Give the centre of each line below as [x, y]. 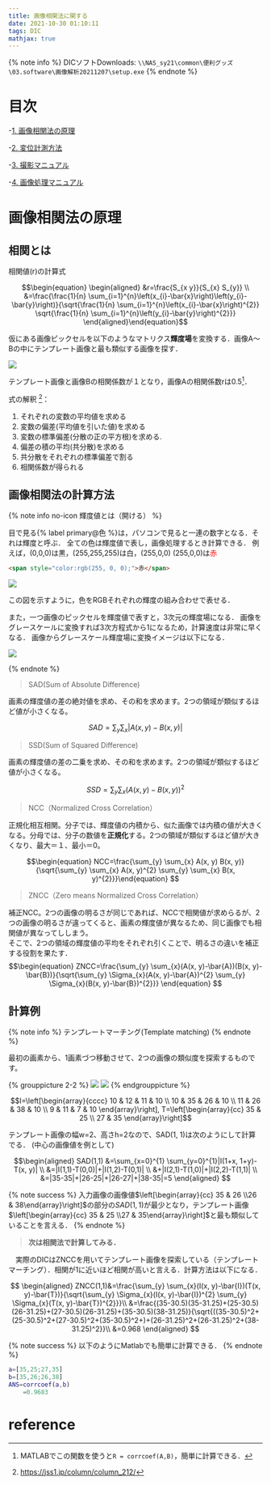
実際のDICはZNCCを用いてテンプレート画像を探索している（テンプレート [137, 1260]
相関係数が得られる [52, 467]
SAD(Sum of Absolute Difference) [84, 685]
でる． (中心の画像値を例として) [61, 1145]
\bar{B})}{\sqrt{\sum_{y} [66, 975]
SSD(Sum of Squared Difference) [83, 745]
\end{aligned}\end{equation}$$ [135, 322]
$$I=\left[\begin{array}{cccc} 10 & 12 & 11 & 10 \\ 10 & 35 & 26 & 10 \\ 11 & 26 [135, 1101]
